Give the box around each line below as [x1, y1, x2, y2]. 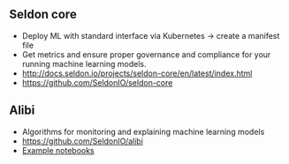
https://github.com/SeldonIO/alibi [21, 136, 144, 146]
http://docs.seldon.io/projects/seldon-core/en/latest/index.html [21, 68, 253, 78]
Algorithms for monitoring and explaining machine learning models [21, 126, 265, 137]
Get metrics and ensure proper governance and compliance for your [21, 48, 271, 60]
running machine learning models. [21, 58, 147, 69]
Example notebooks [21, 145, 95, 155]
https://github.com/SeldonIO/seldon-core [21, 77, 173, 87]
